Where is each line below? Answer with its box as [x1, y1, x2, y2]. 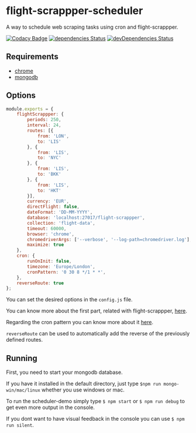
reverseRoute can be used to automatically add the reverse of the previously [6, 330, 190, 337]
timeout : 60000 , [27, 225, 67, 232]
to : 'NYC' [37, 155, 61, 161]
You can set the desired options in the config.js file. [6, 296, 133, 303]
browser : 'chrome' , [27, 231, 75, 237]
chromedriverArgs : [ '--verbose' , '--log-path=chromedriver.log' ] [27, 236, 190, 242]
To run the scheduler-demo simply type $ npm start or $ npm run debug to [6, 398, 185, 405]
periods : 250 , [27, 117, 61, 123]
